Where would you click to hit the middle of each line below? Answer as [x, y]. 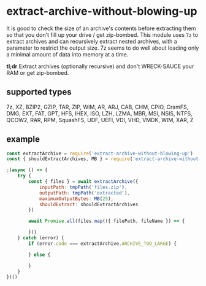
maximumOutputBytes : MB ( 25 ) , [76, 199]
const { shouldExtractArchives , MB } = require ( [70, 159]
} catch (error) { [41, 238]
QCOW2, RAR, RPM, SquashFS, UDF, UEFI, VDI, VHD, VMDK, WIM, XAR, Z [100, 120]
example [23, 139]
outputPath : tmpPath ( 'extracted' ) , [85, 193]
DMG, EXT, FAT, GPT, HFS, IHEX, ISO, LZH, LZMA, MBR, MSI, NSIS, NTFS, [99, 113]
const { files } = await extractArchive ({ [83, 182]
